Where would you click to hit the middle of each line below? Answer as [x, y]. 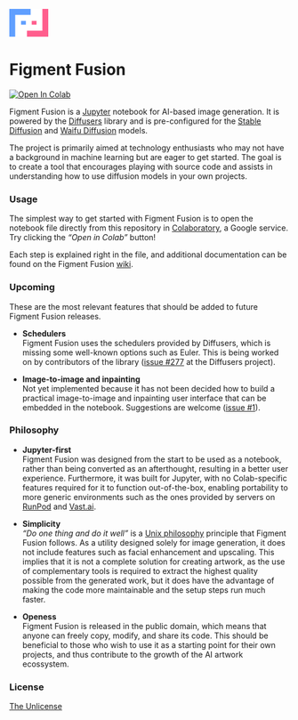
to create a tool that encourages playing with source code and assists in [141, 166]
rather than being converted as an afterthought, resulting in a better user [155, 468]
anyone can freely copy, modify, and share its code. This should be [145, 635]
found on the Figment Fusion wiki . [71, 264]
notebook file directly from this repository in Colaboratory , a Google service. [149, 228]
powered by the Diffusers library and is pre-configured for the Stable [135, 121]
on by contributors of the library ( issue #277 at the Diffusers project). [149, 361]
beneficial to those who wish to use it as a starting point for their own [149, 644]
